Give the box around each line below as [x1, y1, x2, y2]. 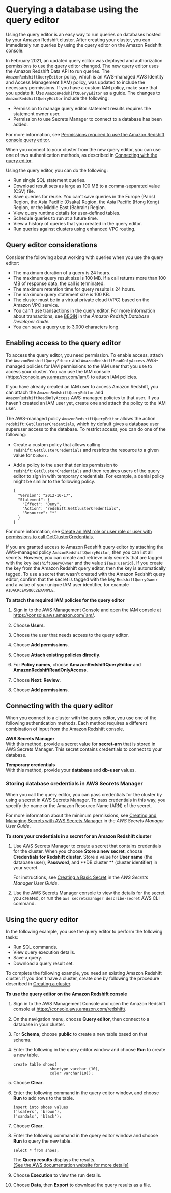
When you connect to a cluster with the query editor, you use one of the [6, 715, 157, 721]
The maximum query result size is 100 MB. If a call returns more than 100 [13, 275, 166, 281]
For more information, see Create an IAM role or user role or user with [6, 528, 152, 534]
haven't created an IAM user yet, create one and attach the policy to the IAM [6, 400, 166, 406]
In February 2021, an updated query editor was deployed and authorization [6, 57, 163, 63]
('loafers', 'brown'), [13, 1109, 62, 1114]
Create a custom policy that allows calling [13, 441, 101, 447]
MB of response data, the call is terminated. [13, 280, 105, 287]
